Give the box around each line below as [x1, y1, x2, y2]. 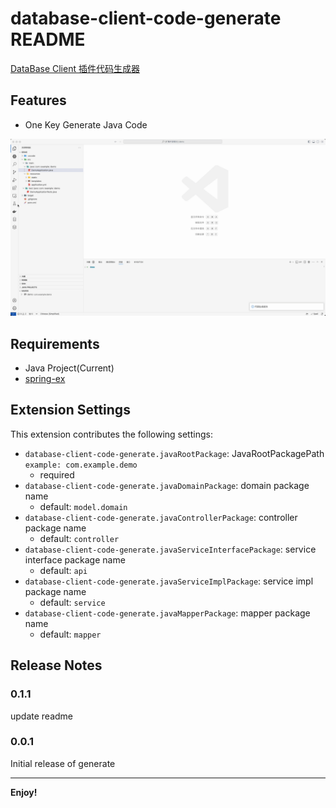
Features [10, 92, 67, 109]
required [39, 468, 75, 481]
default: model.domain [39, 500, 128, 512]
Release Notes [10, 657, 103, 674]
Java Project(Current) [24, 362, 115, 374]
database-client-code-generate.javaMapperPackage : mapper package [24, 607, 311, 619]
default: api [39, 564, 88, 576]
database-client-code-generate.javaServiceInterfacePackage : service [24, 543, 317, 555]
